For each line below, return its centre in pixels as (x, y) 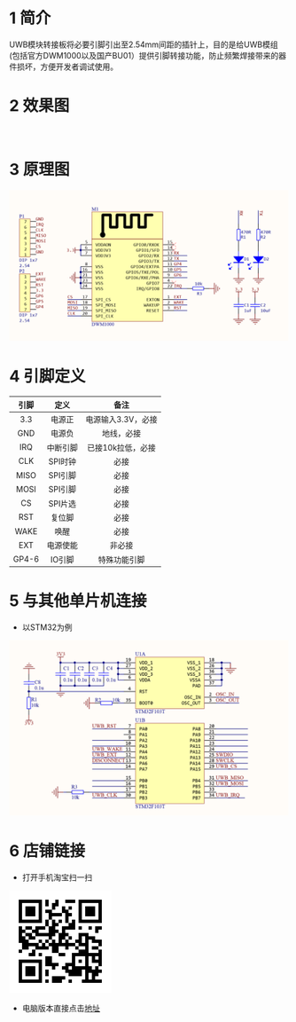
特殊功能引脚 (121, 559)
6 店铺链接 (47, 851)
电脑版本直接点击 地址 (61, 1009)
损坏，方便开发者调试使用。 (67, 67)
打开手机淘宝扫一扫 (57, 877)
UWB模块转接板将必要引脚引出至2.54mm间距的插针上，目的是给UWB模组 (144, 44)
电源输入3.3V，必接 (121, 420)
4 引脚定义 (47, 376)
